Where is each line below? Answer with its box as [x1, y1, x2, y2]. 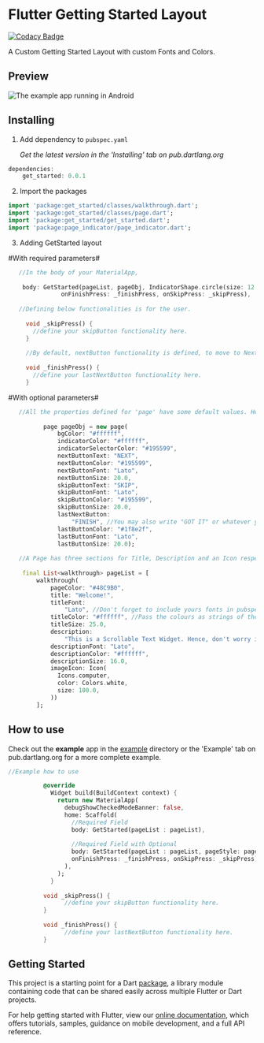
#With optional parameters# [8, 393, 99, 402]
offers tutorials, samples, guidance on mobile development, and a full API [8, 1019, 245, 1028]
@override [42, 782, 76, 790]
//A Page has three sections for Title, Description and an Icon [18, 554, 237, 563]
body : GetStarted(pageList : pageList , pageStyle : [71, 847, 241, 856]
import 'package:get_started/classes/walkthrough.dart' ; [8, 202, 199, 210]
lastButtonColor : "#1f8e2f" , [57, 525, 153, 533]
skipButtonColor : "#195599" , [57, 496, 153, 504]
